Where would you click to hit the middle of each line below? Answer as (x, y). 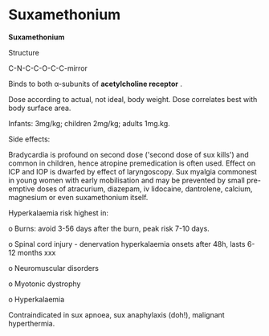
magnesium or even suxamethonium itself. (78, 197)
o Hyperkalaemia (37, 299)
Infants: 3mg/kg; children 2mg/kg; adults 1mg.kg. (89, 123)
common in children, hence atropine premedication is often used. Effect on (132, 163)
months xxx (37, 252)
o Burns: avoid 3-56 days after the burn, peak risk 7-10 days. (109, 228)
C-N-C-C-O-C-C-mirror (48, 68)
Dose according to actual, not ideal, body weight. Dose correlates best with (133, 99)
